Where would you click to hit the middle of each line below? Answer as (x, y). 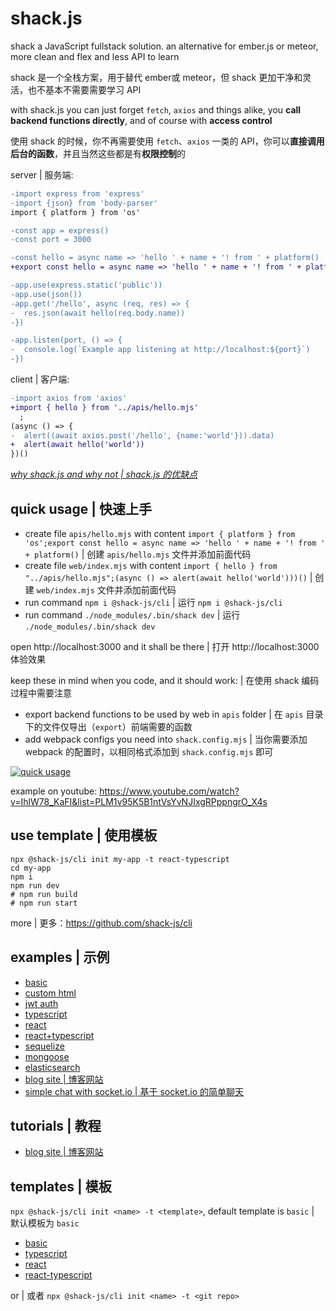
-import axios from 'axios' (69, 398)
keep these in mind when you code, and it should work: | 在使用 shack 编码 (165, 680)
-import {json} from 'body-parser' (84, 203)
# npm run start (44, 903)
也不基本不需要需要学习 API (84, 89)
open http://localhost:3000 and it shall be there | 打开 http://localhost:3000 (165, 646)
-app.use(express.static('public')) (86, 285)
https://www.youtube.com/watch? (169, 791)
